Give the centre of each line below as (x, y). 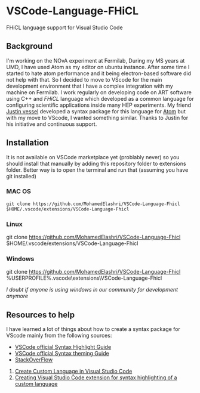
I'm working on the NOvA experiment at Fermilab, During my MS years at (96, 60)
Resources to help (41, 315)
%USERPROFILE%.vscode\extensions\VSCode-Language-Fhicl (84, 278)
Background (29, 46)
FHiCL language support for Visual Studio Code (65, 27)
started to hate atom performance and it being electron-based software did (99, 73)
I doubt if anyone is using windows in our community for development (92, 290)
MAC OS (19, 191)
